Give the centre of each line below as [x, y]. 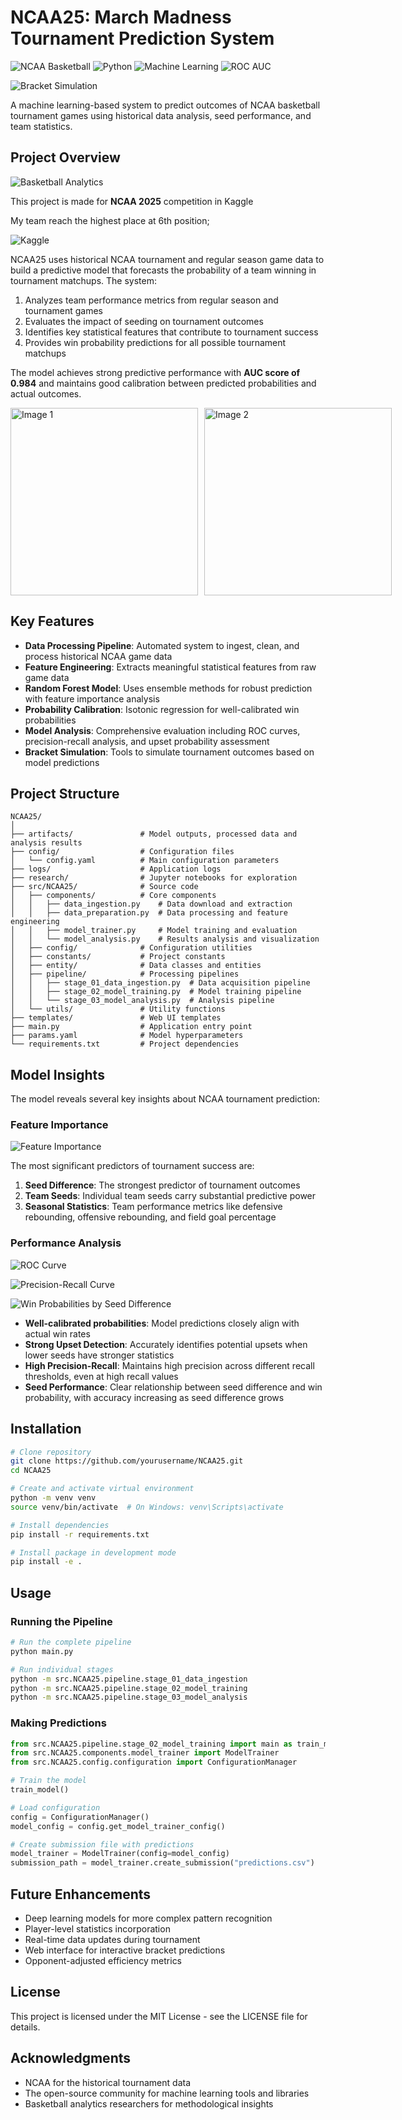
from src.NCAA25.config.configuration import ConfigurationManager [154, 1762]
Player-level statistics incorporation [97, 1929]
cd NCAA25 [31, 1471]
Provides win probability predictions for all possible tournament [155, 342]
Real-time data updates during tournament [112, 1940]
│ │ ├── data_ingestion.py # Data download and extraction [151, 904]
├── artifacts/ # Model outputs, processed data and [154, 834]
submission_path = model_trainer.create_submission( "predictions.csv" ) [162, 1863]
